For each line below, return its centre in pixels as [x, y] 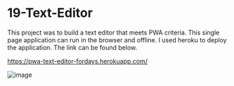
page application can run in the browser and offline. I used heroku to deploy [117, 39]
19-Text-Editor [50, 13]
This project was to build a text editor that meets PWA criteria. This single [113, 32]
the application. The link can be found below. [72, 47]
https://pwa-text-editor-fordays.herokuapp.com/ [77, 61]
